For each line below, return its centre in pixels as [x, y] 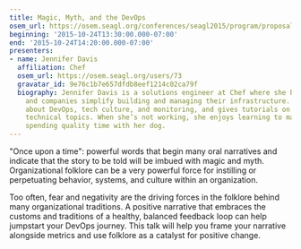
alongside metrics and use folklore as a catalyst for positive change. [135, 235]
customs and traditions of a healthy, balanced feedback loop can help [138, 216]
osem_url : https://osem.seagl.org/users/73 [99, 76]
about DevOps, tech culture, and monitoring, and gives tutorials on [158, 109]
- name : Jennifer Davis [54, 59]
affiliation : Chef [52, 68]
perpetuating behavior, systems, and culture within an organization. [133, 180]
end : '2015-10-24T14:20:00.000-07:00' [82, 43]
